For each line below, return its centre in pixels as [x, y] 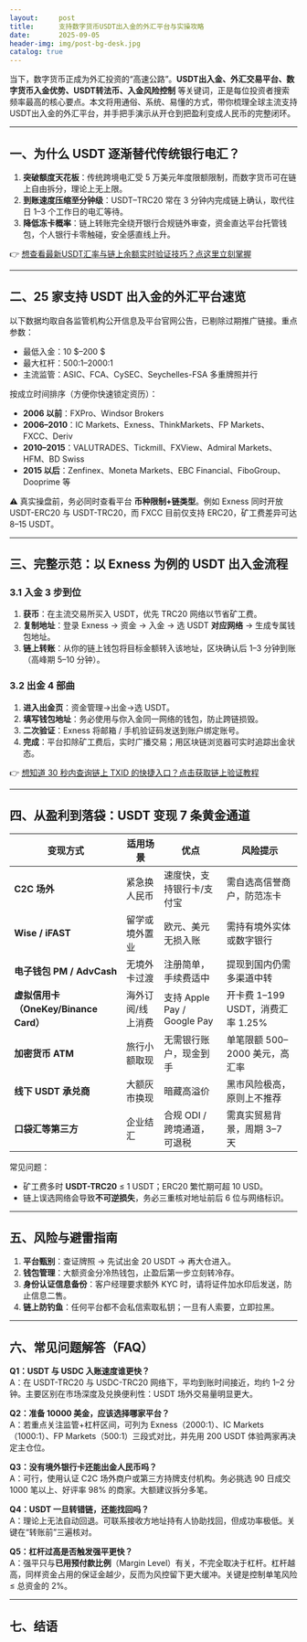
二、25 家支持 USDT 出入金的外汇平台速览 [128, 297]
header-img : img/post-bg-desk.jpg [75, 43]
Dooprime [42, 482]
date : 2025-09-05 [55, 35]
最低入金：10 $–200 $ [64, 351]
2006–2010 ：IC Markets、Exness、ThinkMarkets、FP [126, 424]
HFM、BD [42, 459]
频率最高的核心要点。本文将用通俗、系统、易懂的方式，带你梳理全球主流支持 [153, 102]
